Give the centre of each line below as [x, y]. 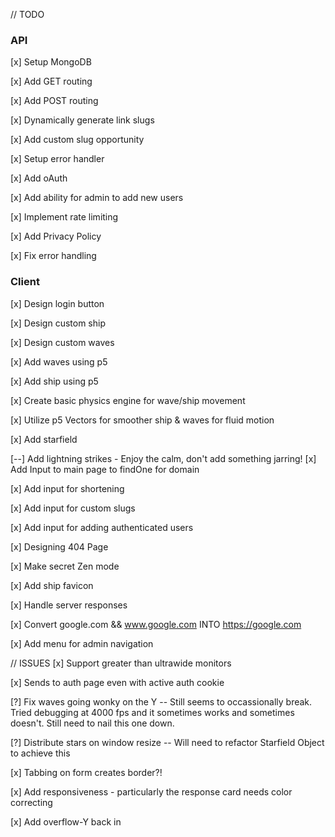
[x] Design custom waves [62, 342]
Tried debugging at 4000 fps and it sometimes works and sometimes [152, 712]
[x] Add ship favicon [52, 585]
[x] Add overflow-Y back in [66, 821]
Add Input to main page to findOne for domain [105, 469]
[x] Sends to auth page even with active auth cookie [117, 682]
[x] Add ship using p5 [54, 381]
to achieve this [40, 753]
